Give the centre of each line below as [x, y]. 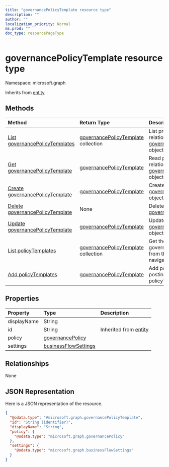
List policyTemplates [32, 251]
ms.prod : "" [18, 29]
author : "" [17, 19]
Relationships [27, 364]
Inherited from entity [124, 329]
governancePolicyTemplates [41, 143]
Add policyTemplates [33, 274]
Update [16, 223]
